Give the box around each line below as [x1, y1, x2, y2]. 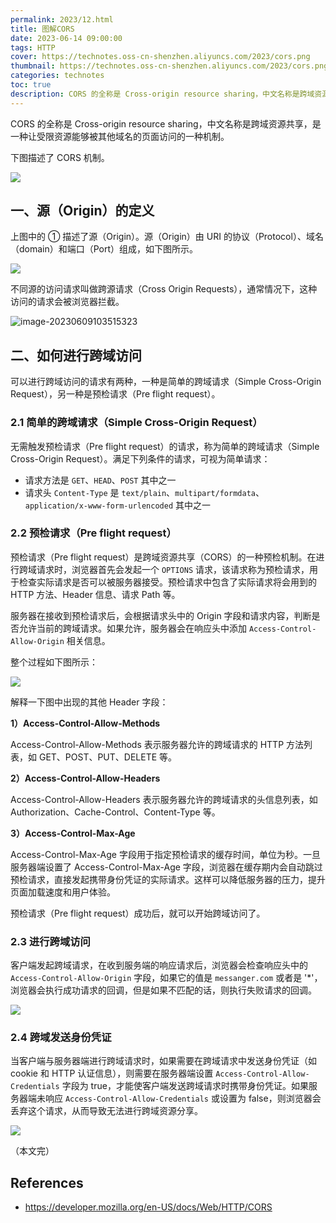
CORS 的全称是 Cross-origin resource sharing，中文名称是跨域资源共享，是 [10, 117, 322, 130]
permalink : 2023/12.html [10, 14, 114, 25]
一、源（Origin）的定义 [10, 202, 155, 220]
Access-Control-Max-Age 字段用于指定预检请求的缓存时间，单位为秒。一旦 [10, 848, 321, 860]
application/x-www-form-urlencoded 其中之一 [24, 499, 211, 511]
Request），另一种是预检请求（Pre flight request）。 [10, 388, 221, 400]
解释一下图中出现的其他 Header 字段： [10, 696, 169, 708]
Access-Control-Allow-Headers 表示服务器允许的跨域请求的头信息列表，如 [10, 793, 318, 805]
